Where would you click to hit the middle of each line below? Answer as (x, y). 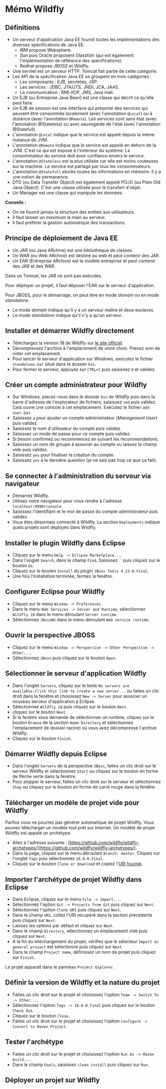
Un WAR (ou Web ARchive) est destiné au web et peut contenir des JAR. (86, 255)
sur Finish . (24, 957)
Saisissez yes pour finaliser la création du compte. (63, 455)
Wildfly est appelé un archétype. (38, 833)
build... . (22, 1059)
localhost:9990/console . (37, 506)
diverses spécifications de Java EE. (49, 45)
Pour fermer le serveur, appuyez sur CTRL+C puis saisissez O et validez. (84, 369)
